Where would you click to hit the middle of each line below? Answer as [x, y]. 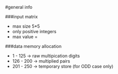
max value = [25, 37]
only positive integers [34, 31]
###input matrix [22, 17]
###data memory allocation [33, 46]
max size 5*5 [26, 26]
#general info [19, 7]
